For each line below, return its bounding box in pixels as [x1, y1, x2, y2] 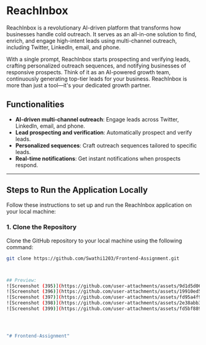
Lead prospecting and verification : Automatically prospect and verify [15, 128, 192, 136]
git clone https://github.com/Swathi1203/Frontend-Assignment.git [6, 255, 180, 262]
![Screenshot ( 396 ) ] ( [6, 289, 62, 295]
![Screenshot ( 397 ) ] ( [6, 294, 62, 301]
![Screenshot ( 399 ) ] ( [6, 306, 62, 312]
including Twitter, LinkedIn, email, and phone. [6, 44, 121, 51]
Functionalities [6, 99, 64, 110]
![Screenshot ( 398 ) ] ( [6, 300, 62, 306]
